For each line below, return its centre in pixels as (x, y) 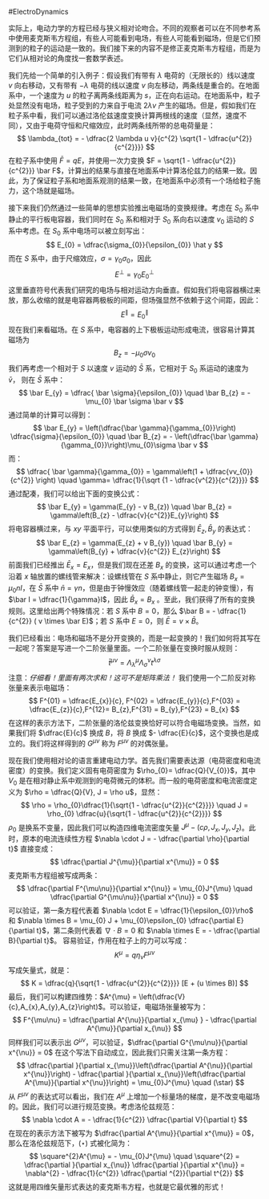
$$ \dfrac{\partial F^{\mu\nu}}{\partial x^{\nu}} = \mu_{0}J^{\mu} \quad (134, 888)
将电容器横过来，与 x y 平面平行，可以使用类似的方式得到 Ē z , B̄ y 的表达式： (131, 529)
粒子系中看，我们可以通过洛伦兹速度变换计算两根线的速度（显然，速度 (124, 115)
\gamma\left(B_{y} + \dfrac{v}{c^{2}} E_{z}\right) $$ (134, 551)
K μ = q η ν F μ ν (134, 955)
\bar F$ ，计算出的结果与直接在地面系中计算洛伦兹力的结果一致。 (143, 171)
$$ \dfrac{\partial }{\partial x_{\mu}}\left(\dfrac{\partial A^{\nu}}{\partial (134, 1066)
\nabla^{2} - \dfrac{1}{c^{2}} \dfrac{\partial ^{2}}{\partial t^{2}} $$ (134, 1173)
